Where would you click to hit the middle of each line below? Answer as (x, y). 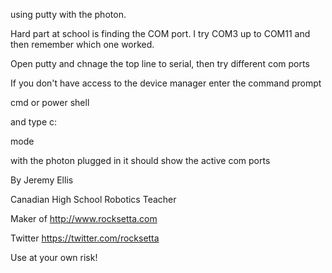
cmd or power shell (50, 102)
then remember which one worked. (82, 44)
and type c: (34, 122)
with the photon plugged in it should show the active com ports (140, 160)
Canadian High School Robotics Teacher (93, 199)
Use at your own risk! (54, 257)
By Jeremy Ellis (42, 180)
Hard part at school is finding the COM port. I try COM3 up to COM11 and (160, 33)
